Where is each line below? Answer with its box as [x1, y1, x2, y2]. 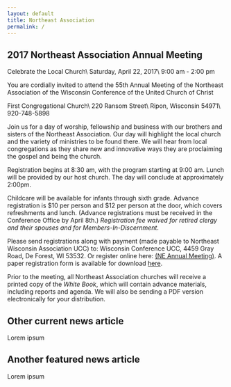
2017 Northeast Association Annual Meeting [7, 49, 203, 61]
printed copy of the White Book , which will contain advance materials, [7, 280, 207, 289]
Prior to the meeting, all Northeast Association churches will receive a [7, 273, 207, 281]
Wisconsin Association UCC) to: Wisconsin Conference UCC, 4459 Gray [7, 244, 214, 253]
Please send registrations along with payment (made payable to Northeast [7, 237, 220, 246]
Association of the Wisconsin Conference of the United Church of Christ [7, 88, 214, 97]
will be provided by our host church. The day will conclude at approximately [7, 173, 224, 182]
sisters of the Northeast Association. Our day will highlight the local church [7, 130, 221, 139]
